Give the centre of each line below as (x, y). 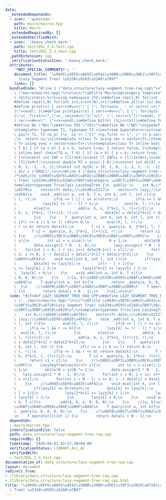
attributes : (22, 65)
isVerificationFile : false (37, 430)
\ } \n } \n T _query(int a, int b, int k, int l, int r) (87, 217)
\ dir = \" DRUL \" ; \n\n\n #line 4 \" (51, 171)
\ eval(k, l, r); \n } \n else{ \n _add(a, (85, 333)
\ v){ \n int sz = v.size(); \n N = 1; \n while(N (87, 241)
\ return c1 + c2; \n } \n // (55, 360)
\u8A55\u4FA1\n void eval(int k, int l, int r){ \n (70, 259)
